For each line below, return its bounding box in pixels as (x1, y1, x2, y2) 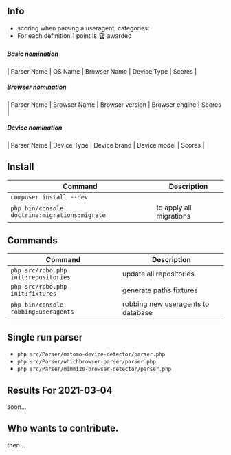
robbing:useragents (10, 308, 74, 316)
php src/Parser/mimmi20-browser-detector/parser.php (16, 365, 172, 373)
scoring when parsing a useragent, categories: (16, 23, 150, 32)
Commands (7, 234, 58, 246)
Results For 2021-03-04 (7, 384, 113, 396)
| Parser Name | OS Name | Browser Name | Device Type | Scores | (7, 67, 197, 75)
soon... (7, 403, 27, 411)
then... (7, 441, 25, 449)
